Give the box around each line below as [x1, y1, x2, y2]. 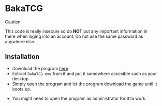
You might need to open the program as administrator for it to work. [12, 95, 147, 101]
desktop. [12, 76, 30, 81]
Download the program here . [12, 65, 70, 71]
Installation [5, 53, 40, 61]
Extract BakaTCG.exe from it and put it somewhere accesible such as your [12, 71, 157, 76]
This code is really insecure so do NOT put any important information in [5, 28, 147, 34]
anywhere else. [5, 38, 35, 44]
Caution [5, 19, 21, 25]
